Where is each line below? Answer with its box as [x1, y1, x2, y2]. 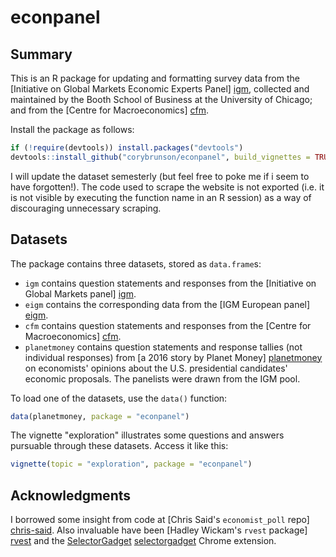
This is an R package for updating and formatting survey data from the [10, 72, 300, 84]
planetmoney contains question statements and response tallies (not [24, 341, 303, 353]
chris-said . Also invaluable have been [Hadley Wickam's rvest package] [10, 524, 308, 536]
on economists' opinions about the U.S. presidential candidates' [24, 362, 288, 374]
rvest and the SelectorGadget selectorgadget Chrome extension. [10, 535, 277, 547]
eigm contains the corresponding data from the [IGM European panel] [24, 298, 311, 310]
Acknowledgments [10, 487, 132, 504]
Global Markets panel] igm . [24, 287, 137, 300]
